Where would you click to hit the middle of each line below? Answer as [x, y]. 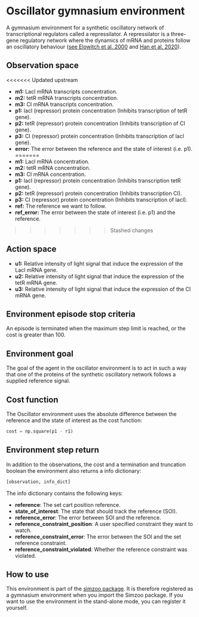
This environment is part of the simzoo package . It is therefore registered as [100, 589]
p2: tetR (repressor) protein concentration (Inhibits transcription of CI [100, 123]
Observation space [42, 66]
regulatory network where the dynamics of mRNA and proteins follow [105, 40]
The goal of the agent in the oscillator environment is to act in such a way [97, 368]
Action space [31, 249]
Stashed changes [132, 230]
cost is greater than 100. [36, 335]
